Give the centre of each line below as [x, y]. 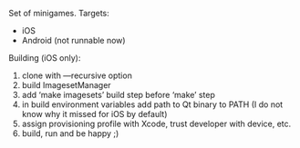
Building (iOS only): [45, 58]
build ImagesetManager [66, 85]
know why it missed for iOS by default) [94, 114]
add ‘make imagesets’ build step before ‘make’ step [119, 95]
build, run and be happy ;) [70, 133]
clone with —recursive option [77, 75]
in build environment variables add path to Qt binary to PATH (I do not [152, 104]
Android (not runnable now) [73, 40]
